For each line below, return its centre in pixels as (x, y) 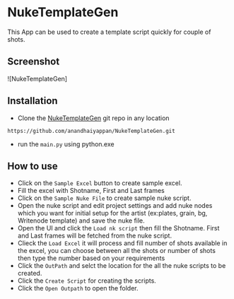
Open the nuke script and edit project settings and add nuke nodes (115, 206)
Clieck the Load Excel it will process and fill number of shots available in (122, 243)
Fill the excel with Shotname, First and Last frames (91, 191)
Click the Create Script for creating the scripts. (87, 281)
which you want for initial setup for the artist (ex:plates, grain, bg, (112, 213)
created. (30, 274)
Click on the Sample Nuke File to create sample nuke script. (104, 198)
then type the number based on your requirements (91, 258)
